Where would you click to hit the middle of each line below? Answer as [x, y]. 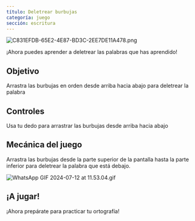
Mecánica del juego [44, 145]
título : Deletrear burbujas [42, 12]
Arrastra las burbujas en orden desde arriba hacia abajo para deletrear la [97, 86]
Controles [26, 111]
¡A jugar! [23, 196]
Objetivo [23, 71]
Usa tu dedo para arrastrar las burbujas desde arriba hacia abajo [87, 126]
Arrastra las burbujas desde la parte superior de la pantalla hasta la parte [98, 159]
